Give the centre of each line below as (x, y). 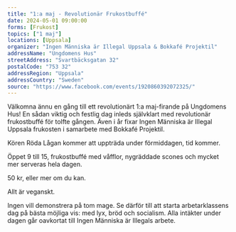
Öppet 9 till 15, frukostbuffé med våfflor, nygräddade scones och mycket (113, 157)
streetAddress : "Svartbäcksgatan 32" (63, 60)
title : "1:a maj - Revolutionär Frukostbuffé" (77, 14)
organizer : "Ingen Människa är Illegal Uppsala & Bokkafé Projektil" (113, 47)
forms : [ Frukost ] (33, 27)
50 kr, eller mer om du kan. (47, 178)
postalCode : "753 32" (39, 67)
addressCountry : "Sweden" (45, 80)
